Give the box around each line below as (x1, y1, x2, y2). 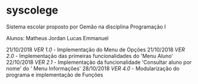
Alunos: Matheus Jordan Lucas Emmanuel (6, 34, 109, 41)
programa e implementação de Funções (6, 71, 103, 78)
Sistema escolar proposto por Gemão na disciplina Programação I (6, 23, 166, 30)
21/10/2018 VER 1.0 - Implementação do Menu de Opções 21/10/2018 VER (6, 46, 185, 53)
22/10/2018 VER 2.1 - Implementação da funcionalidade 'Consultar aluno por (6, 59, 192, 66)
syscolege (6, 4, 59, 17)
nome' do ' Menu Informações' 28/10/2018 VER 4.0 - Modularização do (6, 64, 180, 72)
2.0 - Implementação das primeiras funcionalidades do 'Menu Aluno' (6, 52, 173, 59)
